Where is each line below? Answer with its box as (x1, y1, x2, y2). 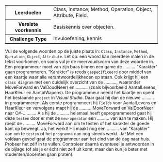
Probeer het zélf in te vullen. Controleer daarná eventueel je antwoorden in (5, 141, 154, 147)
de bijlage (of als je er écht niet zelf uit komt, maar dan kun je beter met (5, 146, 148, 152)
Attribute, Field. (53, 12, 88, 18)
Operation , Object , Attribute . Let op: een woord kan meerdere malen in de (5, 53, 154, 59)
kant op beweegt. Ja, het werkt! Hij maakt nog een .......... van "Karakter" (5, 126, 150, 131)
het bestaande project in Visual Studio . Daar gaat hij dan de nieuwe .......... (5, 95, 154, 100)
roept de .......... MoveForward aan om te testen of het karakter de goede (5, 120, 149, 126)
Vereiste (18, 20, 38, 27)
